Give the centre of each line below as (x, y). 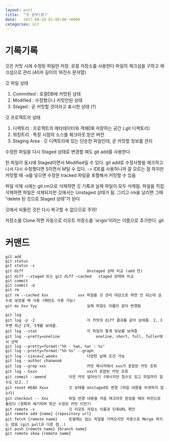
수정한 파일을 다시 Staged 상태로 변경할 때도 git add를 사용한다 (68, 152)
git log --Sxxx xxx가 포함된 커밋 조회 (67, 372)
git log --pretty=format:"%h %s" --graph (50, 351)
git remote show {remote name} (38, 434)
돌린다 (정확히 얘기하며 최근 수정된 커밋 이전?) (49, 404)
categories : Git (22, 24)
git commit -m (20, 285)
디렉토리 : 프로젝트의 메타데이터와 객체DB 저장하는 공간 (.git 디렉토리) (81, 128)
